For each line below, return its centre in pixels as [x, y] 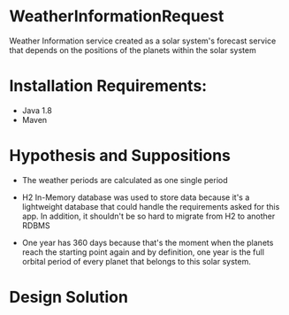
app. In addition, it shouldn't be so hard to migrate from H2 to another [148, 216]
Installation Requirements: [108, 86]
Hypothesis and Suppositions [120, 156]
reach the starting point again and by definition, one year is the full [143, 252]
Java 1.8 [37, 110]
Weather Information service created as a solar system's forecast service [143, 41]
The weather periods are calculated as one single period [125, 180]
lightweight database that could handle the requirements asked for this [151, 206]
